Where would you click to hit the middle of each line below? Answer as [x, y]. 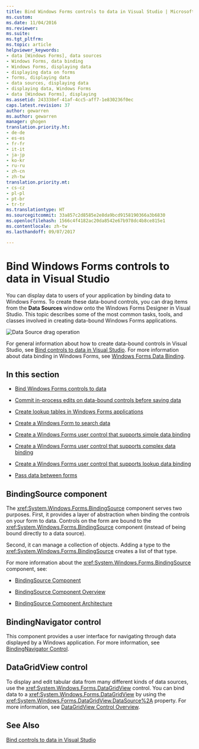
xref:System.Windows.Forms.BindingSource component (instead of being [96, 527]
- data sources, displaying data [47, 83]
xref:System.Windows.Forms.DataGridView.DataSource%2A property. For [96, 700]
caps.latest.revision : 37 [38, 105]
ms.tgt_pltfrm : [25, 39]
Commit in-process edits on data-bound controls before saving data [98, 400]
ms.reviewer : [22, 28]
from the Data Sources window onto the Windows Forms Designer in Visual [98, 308]
